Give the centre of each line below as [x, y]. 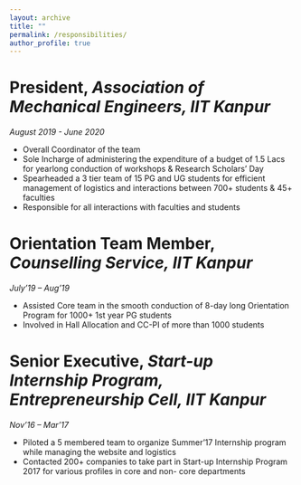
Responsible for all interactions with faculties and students [132, 207]
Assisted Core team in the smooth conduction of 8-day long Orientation [155, 306]
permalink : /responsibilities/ [68, 34]
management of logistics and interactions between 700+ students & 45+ [157, 188]
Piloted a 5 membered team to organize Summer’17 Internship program [154, 442]
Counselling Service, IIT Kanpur [131, 263]
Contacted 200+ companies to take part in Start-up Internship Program [155, 461]
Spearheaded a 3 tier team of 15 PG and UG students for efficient [144, 178]
